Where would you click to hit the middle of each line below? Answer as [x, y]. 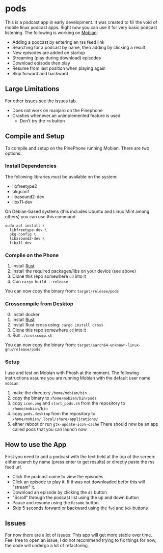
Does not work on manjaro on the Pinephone [57, 110]
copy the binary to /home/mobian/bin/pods [54, 398]
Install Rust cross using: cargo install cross [58, 325]
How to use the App [36, 445]
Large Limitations [32, 89]
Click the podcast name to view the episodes [58, 476]
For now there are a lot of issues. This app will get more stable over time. [79, 535]
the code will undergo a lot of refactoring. [47, 546]
